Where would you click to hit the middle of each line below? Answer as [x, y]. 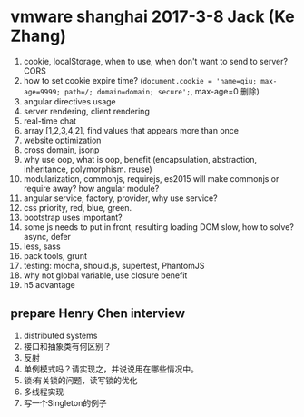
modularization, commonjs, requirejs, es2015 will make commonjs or [151, 178]
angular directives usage [69, 101]
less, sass [42, 246]
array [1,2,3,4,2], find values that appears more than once [131, 130]
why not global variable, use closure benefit [105, 275]
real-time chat [49, 121]
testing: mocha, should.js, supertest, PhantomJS [114, 265]
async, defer [47, 236]
